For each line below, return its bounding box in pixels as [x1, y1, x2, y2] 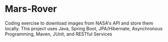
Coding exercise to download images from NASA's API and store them [5, 20, 154, 26]
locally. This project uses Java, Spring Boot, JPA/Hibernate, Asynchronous [5, 25, 163, 31]
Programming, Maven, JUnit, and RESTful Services [5, 31, 113, 37]
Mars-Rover [5, 3, 57, 15]
